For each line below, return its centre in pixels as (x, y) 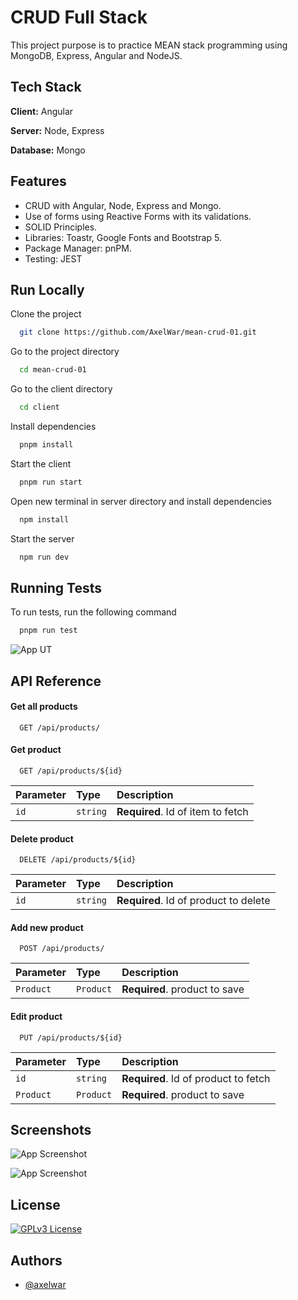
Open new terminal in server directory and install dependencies (141, 501)
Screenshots (51, 1129)
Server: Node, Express (57, 130)
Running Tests (56, 587)
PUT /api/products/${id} (71, 1037)
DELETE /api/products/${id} (78, 860)
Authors (36, 1260)
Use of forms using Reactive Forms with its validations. (138, 216)
